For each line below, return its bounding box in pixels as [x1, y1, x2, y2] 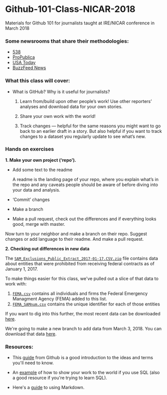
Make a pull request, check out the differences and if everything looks [12, 215, 157, 222]
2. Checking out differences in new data [5, 245, 90, 252]
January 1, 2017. [5, 266, 38, 272]
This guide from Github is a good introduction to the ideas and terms [12, 355, 154, 361]
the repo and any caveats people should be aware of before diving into [12, 182, 159, 188]
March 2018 [5, 25, 30, 31]
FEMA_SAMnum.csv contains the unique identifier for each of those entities [12, 301, 161, 307]
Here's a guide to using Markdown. [12, 385, 85, 391]
